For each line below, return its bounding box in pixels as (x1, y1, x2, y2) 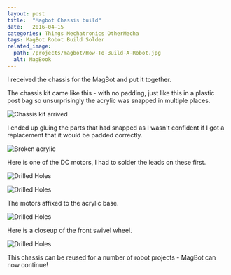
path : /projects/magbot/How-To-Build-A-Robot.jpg (13, 50, 161, 57)
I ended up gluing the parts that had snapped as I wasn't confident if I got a (7, 123, 225, 132)
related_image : (7, 43, 52, 50)
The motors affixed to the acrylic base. (7, 199, 119, 207)
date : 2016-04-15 (7, 23, 64, 30)
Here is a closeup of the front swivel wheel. (7, 226, 133, 234)
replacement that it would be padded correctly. (7, 130, 143, 139)
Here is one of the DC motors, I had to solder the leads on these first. (7, 158, 206, 166)
